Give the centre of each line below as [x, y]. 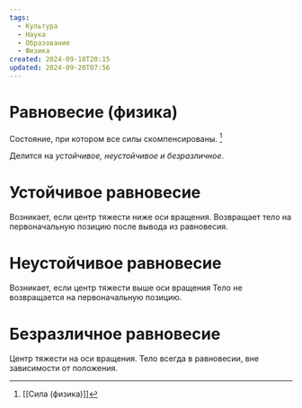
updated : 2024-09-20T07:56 [60, 68]
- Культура [38, 26]
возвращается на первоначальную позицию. [96, 297]
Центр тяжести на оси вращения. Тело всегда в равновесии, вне [134, 359]
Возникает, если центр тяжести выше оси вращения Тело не [126, 288]
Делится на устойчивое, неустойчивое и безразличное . [117, 156]
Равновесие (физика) [93, 112]
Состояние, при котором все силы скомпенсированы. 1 [116, 137]
